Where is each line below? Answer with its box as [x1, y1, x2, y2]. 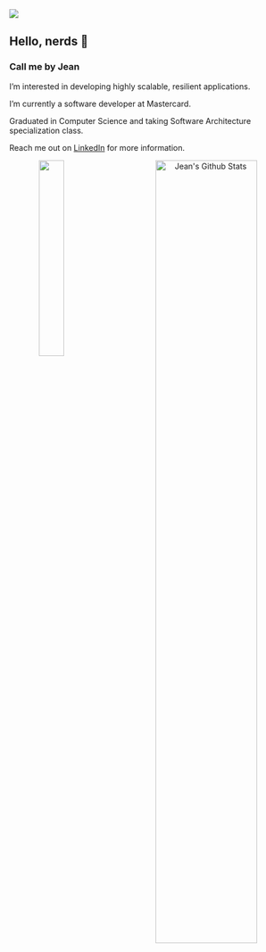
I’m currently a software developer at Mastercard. [9, 98, 192, 109]
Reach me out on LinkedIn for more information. [9, 142, 186, 153]
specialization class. [9, 125, 84, 136]
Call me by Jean [9, 61, 80, 73]
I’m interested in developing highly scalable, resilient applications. [9, 80, 251, 92]
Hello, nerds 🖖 [9, 34, 89, 49]
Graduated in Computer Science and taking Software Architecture [9, 115, 252, 126]
